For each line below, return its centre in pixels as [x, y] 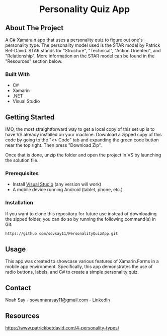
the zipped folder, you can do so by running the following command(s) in [80, 219]
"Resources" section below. [34, 61]
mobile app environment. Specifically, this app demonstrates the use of [79, 267]
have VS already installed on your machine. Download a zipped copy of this [83, 135]
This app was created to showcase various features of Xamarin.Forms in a [82, 261]
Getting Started [30, 117]
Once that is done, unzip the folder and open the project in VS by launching [83, 155]
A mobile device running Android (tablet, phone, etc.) [68, 190]
